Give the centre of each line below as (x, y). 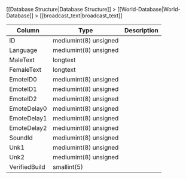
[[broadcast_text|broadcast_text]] (81, 16)
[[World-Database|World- (149, 9)
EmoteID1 (23, 89)
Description (141, 30)
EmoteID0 (23, 79)
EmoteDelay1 (28, 118)
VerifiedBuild (28, 167)
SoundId (21, 138)
